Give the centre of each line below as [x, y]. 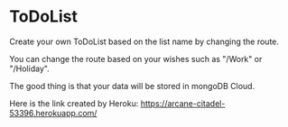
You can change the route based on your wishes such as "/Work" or [136, 59]
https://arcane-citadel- [183, 103]
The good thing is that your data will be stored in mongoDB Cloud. [132, 86]
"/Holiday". [29, 68]
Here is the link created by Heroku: [74, 103]
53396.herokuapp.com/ [53, 113]
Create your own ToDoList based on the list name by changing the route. [144, 41]
